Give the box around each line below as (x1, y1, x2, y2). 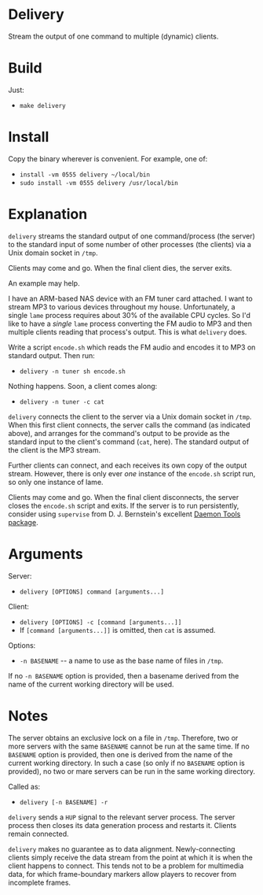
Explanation (8, 205, 88, 223)
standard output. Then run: (8, 350, 96, 360)
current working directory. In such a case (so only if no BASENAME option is (8, 758, 245, 767)
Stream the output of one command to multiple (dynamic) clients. (8, 31, 219, 41)
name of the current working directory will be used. (8, 679, 174, 689)
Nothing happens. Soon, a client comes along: (8, 381, 158, 390)
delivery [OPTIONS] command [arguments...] (19, 588, 165, 596)
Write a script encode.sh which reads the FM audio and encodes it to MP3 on (8, 342, 256, 352)
